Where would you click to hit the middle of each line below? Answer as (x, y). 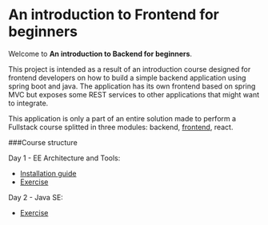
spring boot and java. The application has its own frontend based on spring (132, 86)
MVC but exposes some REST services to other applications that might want (134, 94)
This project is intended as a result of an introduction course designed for (130, 69)
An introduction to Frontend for (114, 15)
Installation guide (48, 173)
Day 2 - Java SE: (36, 197)
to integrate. (28, 103)
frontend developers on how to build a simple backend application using (127, 77)
